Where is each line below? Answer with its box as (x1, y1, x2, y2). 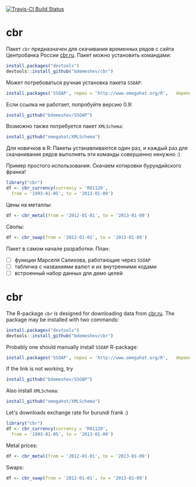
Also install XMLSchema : (6, 387, 59, 395)
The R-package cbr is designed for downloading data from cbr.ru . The (6, 310, 175, 317)
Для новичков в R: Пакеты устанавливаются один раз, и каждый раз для (6, 145, 188, 152)
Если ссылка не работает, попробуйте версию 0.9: (6, 101, 133, 108)
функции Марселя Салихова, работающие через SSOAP (14, 256, 150, 263)
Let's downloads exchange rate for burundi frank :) (6, 409, 128, 416)
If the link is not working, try (6, 365, 73, 372)
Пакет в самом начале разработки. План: (6, 245, 110, 252)
